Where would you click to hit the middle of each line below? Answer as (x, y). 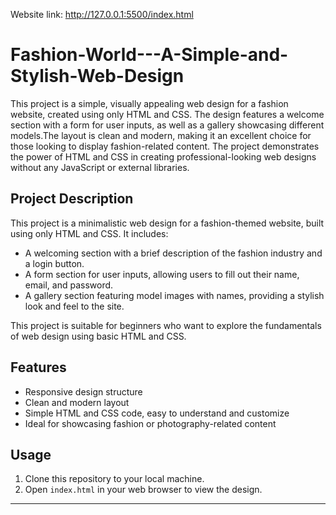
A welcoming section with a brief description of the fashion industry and (173, 253)
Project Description (72, 199)
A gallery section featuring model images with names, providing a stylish (174, 295)
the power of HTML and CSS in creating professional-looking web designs (163, 156)
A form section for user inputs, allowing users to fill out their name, (162, 274)
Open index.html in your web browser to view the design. (143, 490)
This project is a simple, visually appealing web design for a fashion (149, 103)
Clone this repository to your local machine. (114, 479)
